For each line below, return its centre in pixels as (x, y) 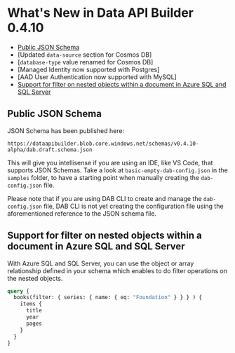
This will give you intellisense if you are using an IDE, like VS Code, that (110, 162)
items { (31, 304)
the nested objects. (35, 278)
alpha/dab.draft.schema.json (50, 150)
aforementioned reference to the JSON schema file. (82, 213)
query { (19, 291)
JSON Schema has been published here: (66, 130)
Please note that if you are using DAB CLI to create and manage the (105, 198)
